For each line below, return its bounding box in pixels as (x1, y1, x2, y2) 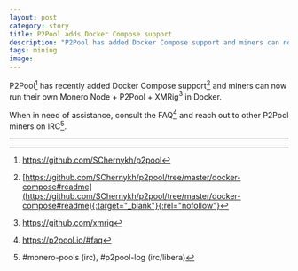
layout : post (9, 12, 58, 22)
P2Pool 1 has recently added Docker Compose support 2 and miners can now (9, 79, 287, 91)
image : (9, 54, 34, 63)
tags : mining (9, 46, 58, 55)
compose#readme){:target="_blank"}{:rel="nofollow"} (21, 200, 220, 211)
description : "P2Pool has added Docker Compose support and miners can (9, 37, 279, 47)
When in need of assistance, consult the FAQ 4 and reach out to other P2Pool (9, 108, 289, 120)
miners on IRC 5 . (9, 119, 67, 132)
